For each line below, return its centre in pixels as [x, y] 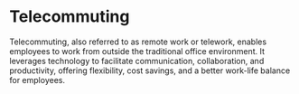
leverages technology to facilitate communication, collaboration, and [137, 61]
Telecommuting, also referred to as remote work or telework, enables [138, 42]
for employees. [37, 80]
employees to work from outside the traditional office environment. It [137, 51]
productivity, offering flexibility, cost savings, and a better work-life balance [150, 70]
